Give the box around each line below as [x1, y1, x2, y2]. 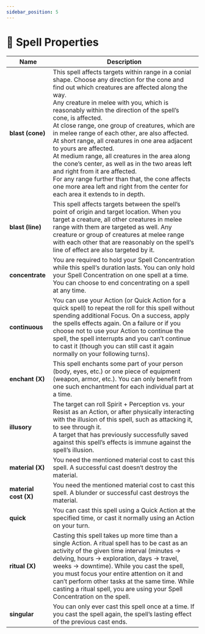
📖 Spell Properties [6, 35, 99, 49]
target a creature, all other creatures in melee [52, 215, 182, 224]
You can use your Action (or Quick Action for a [52, 296, 186, 304]
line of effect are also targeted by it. [52, 246, 155, 254]
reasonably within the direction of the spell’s [52, 106, 179, 114]
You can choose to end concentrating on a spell [52, 279, 190, 287]
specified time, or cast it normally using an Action [52, 514, 195, 522]
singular [9, 610, 34, 618]
